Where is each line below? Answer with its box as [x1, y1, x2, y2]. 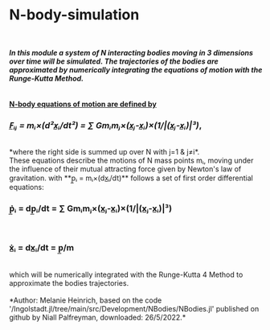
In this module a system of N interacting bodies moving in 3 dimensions [9, 47, 254, 57]
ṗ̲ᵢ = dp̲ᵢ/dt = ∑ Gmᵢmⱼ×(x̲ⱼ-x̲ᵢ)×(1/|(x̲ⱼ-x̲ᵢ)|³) [9, 203, 172, 214]
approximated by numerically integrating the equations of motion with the [9, 64, 263, 74]
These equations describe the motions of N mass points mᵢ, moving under [9, 155, 254, 166]
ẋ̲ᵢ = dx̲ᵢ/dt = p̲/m [9, 242, 75, 254]
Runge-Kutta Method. [9, 73, 84, 83]
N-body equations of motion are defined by [9, 99, 157, 109]
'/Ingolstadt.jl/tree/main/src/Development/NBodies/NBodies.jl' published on [9, 303, 260, 313]
